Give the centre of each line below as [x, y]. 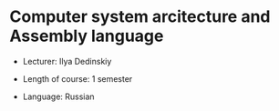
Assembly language [87, 36]
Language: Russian [58, 96]
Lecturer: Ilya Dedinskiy [67, 61]
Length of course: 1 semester [77, 78]
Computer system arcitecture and [140, 17]
